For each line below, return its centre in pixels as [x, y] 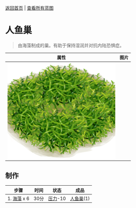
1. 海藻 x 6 [18, 198]
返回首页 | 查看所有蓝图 [30, 8]
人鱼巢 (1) [80, 198]
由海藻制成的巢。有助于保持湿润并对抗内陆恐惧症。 [71, 45]
